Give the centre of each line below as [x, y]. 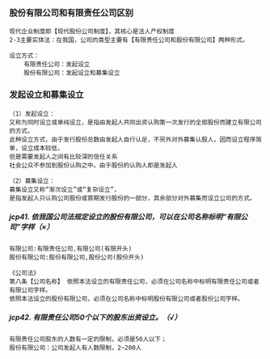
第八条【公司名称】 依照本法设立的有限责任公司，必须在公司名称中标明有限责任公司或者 [134, 281]
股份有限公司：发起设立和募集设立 [72, 73]
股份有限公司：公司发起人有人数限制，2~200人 [76, 348]
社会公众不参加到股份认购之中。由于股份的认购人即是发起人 [93, 165]
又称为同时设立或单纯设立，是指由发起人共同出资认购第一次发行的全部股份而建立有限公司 [135, 122]
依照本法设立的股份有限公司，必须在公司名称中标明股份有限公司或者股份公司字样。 [127, 298]
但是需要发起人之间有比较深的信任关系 [63, 156]
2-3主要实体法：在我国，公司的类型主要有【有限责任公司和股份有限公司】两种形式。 [129, 40]
